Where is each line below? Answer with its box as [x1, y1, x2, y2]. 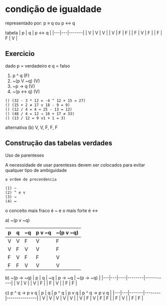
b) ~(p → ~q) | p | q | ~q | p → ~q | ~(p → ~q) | [5, 274, 101, 280]
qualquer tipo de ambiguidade [5, 167, 67, 173]
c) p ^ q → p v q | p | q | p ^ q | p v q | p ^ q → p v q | [5, 289, 112, 295]
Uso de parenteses [5, 152, 44, 158]
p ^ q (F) [12, 72, 30, 78]
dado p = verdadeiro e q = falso [5, 62, 70, 68]
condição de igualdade [5, 3, 102, 15]
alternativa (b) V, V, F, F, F [5, 124, 58, 130]
